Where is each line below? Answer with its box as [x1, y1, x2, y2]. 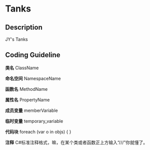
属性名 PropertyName [5, 96, 50, 103]
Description [5, 23, 42, 32]
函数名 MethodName [5, 86, 48, 92]
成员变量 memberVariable [5, 107, 58, 113]
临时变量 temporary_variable [5, 118, 63, 124]
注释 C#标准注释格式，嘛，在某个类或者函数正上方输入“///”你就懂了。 [5, 139, 148, 145]
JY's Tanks [5, 36, 28, 42]
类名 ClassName [5, 65, 39, 71]
